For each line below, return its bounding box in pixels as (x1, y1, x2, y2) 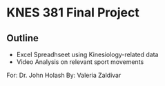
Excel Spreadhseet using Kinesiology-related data (16, 50, 159, 58)
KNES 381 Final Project (6, 5, 139, 21)
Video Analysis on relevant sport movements (16, 58, 144, 66)
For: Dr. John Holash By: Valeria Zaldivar (6, 71, 122, 79)
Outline (6, 32, 39, 44)
